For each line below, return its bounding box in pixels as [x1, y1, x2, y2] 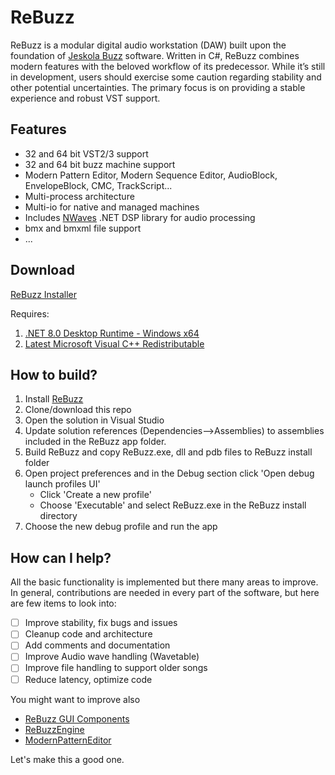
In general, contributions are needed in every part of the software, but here [10, 587, 320, 599]
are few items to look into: [10, 597, 117, 610]
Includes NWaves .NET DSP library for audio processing [24, 211, 256, 223]
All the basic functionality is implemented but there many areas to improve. [10, 576, 319, 588]
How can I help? [10, 549, 112, 566]
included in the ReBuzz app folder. [24, 436, 167, 448]
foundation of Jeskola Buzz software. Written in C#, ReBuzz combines [10, 49, 300, 61]
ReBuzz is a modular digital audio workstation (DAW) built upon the [10, 39, 287, 51]
